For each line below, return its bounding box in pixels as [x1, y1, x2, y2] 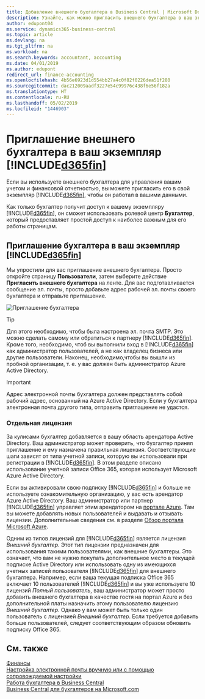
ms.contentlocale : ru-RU [6, 94, 70, 100]
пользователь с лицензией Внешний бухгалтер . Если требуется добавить [6, 613, 199, 620]
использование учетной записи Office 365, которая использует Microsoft [6, 465, 197, 473]
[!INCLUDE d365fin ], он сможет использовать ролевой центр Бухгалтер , [6, 209, 194, 217]
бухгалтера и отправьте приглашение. [6, 292, 107, 300]
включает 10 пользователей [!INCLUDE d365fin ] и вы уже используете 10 [6, 580, 195, 588]
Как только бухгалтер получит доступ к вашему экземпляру [6, 203, 165, 211]
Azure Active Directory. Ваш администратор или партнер [6, 496, 154, 504]
